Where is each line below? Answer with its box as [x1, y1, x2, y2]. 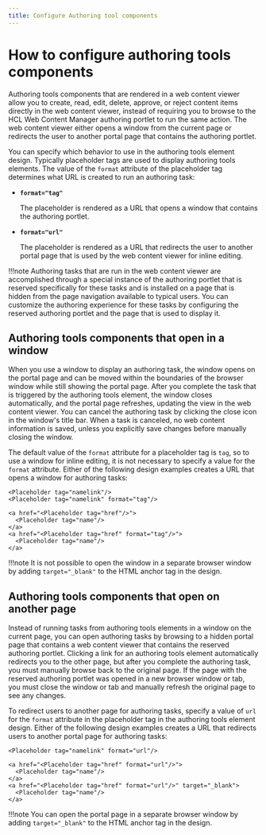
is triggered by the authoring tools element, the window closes [8, 390, 213, 400]
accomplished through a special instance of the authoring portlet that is [8, 274, 242, 284]
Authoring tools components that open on [8, 589, 220, 603]
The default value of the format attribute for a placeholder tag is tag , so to [8, 448, 250, 457]
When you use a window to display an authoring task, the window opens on [8, 365, 256, 375]
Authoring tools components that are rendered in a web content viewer [8, 89, 241, 99]
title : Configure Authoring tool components [8, 11, 158, 20]
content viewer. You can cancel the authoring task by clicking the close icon [8, 407, 257, 417]
